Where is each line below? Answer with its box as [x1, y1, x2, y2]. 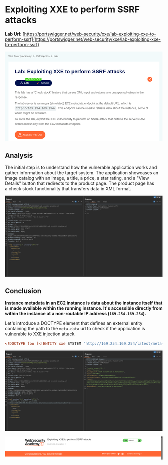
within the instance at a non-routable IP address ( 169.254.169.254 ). [5, 311, 146, 317]
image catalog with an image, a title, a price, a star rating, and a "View [5, 175, 149, 181]
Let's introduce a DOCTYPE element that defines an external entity [5, 320, 143, 326]
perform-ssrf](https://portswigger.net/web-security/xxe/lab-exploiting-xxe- [5, 36, 161, 42]
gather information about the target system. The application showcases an [5, 169, 159, 176]
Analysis [5, 151, 33, 160]
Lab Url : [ [5, 31, 25, 37]
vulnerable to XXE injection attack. [5, 331, 76, 337]
